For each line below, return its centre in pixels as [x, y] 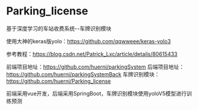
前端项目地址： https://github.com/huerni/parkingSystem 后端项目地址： [95, 67]
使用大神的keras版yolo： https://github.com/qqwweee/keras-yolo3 [89, 41]
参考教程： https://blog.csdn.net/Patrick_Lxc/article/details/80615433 [92, 54]
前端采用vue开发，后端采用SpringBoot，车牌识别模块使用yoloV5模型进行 [97, 93]
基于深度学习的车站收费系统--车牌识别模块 [59, 28]
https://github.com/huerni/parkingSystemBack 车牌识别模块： [83, 74]
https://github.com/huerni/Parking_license [59, 81]
